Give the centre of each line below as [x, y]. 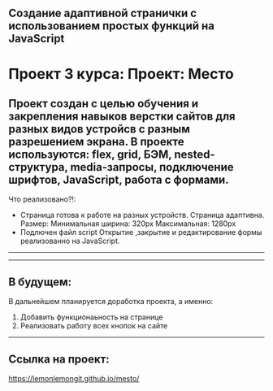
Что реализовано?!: [42, 199]
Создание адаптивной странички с [103, 13]
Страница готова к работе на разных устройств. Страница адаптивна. [142, 215]
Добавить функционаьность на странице [91, 317]
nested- [195, 154]
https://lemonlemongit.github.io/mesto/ [74, 379]
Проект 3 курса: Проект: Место [121, 74]
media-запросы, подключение [152, 167]
